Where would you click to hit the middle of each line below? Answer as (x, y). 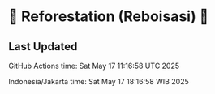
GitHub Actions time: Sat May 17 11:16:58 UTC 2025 (94, 66)
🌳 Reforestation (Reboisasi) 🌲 (109, 17)
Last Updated (43, 47)
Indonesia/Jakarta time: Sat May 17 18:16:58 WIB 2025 (99, 81)
